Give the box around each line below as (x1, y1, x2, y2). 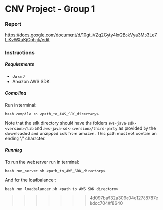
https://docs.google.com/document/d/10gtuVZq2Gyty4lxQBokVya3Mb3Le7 (5, 32, 157, 38)
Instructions (5, 49, 35, 56)
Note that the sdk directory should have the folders (5, 120, 108, 126)
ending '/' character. (5, 135, 46, 142)
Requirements (5, 61, 34, 67)
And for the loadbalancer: (5, 177, 56, 183)
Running (5, 147, 23, 153)
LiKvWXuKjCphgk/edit (5, 37, 50, 43)
